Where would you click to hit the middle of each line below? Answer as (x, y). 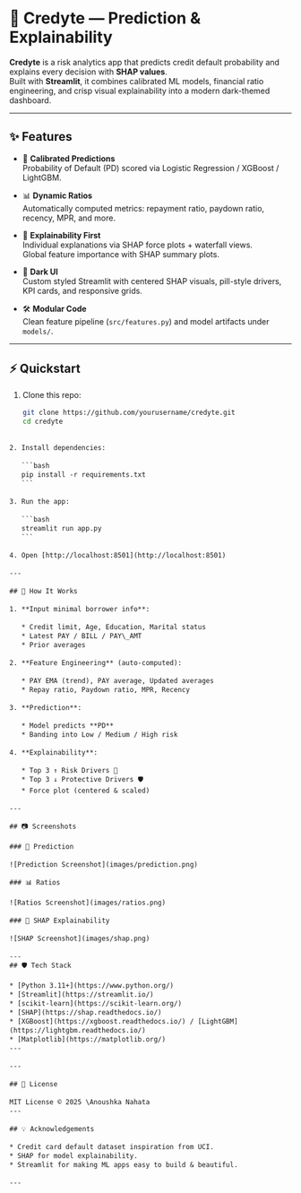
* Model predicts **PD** (68, 726)
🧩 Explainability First (61, 235)
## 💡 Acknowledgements (52, 1129)
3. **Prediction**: (46, 708)
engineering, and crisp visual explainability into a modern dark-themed (140, 91)
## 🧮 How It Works (43, 592)
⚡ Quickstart (45, 369)
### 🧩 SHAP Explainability (60, 921)
